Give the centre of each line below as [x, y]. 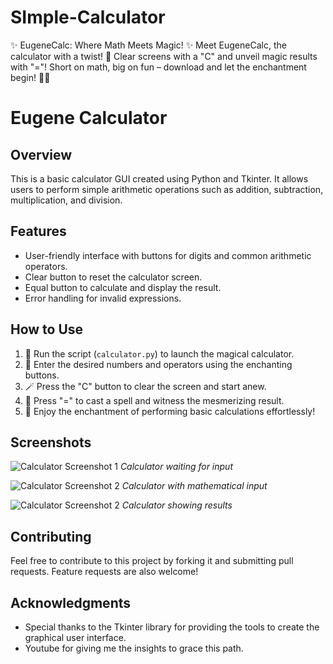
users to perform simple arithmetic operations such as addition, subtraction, [167, 189]
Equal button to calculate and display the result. [123, 287]
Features [38, 231]
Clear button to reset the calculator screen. [113, 277]
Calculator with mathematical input [194, 486]
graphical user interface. [75, 637]
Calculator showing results [177, 505]
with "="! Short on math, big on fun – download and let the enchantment [158, 67]
